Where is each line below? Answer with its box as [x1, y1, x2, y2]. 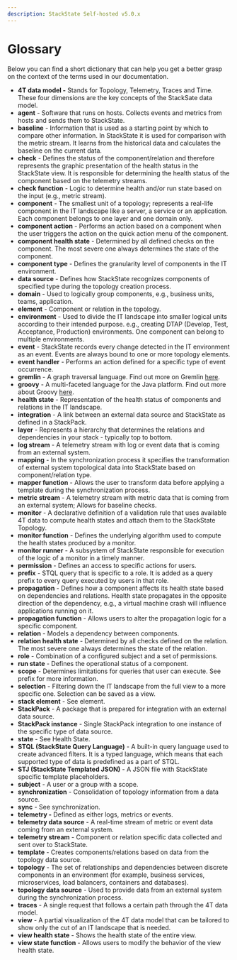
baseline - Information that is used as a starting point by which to [17, 124, 209, 132]
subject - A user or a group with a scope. [17, 780, 139, 788]
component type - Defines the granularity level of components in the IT [17, 259, 228, 268]
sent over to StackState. [17, 840, 88, 849]
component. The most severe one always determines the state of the [17, 244, 219, 253]
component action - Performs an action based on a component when [17, 222, 221, 230]
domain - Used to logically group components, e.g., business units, [17, 289, 214, 298]
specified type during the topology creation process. [17, 282, 172, 290]
